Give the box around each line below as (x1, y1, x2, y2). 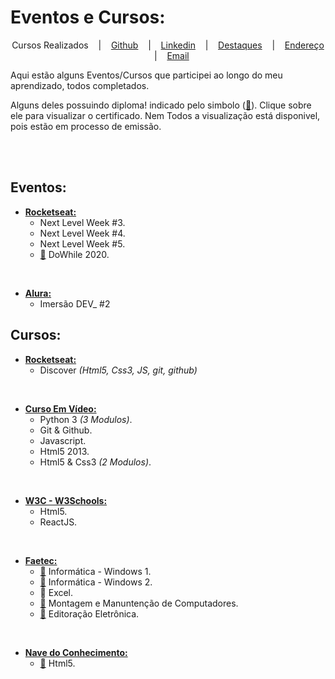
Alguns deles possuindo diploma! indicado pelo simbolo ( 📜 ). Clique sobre (10, 99, 312, 111)
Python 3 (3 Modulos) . (39, 413, 133, 425)
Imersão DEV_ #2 (39, 297, 111, 310)
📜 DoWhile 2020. (39, 248, 110, 260)
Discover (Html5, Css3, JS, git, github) (39, 364, 198, 376)
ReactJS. (39, 516, 78, 528)
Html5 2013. (39, 445, 90, 457)
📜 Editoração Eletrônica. (39, 607, 140, 620)
